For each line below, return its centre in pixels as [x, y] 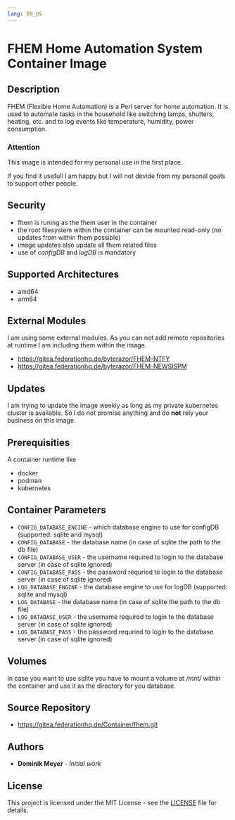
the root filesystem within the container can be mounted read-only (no [119, 230]
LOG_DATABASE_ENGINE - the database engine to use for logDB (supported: [122, 587]
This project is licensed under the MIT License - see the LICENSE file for [112, 803]
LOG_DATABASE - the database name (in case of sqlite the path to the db [119, 601]
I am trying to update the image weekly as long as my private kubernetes [113, 406]
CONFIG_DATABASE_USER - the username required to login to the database [120, 557]
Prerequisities [39, 443]
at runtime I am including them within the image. [77, 345]
